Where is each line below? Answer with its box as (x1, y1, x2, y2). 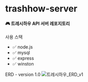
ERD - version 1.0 (5, 71, 41, 77)
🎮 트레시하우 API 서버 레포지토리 (5, 20, 70, 26)
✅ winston (12, 61, 34, 67)
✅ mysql (12, 49, 30, 55)
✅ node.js (12, 44, 33, 50)
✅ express (12, 55, 34, 61)
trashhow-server (5, 3, 77, 14)
